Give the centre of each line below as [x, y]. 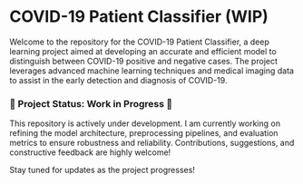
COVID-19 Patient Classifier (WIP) [139, 17]
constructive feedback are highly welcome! [90, 152]
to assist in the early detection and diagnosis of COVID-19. [118, 80]
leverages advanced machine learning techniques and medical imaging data [152, 71]
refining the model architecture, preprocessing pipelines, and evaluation [144, 133]
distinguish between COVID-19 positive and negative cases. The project [144, 61]
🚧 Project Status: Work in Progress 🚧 [91, 103]
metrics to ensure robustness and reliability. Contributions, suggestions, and [152, 143]
